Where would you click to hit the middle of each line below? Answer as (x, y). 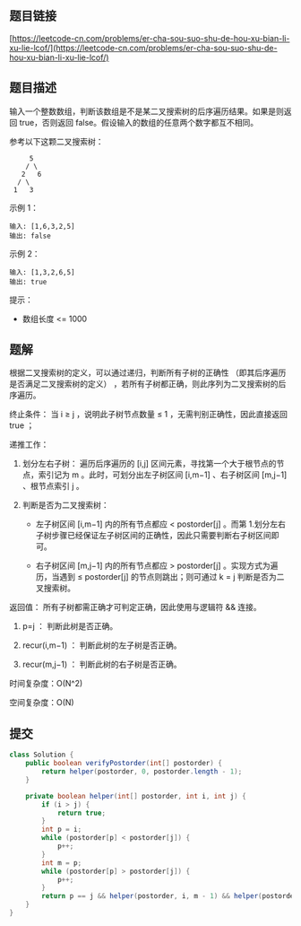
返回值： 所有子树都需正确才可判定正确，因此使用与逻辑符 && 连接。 (135, 607)
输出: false (30, 236)
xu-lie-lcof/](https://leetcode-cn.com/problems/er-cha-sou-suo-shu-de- (143, 48)
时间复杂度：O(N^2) (46, 684)
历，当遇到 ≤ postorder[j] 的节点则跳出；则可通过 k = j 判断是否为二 (160, 577)
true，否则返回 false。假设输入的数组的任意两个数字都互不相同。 (138, 122)
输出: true (28, 282)
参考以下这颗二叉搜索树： (56, 141)
